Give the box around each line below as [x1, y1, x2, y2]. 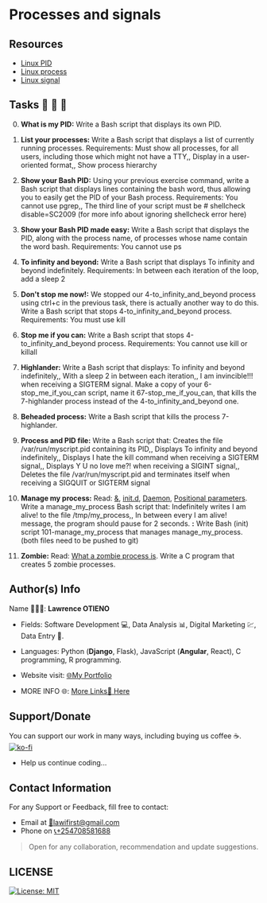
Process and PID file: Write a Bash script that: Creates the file [20, 435, 223, 445]
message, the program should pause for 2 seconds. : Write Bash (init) [20, 519, 249, 528]
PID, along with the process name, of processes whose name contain [20, 233, 248, 243]
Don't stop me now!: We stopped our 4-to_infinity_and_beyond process [20, 289, 257, 299]
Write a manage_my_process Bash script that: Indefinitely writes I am [20, 501, 246, 511]
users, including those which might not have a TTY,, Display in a [20, 151, 231, 161]
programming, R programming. [20, 655, 122, 664]
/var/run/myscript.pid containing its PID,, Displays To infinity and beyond [20, 444, 257, 453]
